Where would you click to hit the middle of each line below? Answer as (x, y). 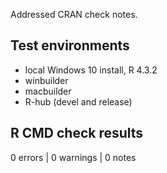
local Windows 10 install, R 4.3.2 (91, 70)
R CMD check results (77, 133)
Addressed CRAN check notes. (74, 14)
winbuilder (46, 80)
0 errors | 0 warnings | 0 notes (73, 157)
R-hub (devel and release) (78, 101)
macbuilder (48, 91)
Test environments (70, 45)
